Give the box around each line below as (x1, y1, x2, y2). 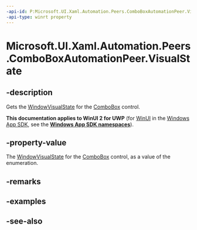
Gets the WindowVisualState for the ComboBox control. (6, 103, 141, 110)
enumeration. (6, 160, 38, 167)
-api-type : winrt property (6, 14, 72, 20)
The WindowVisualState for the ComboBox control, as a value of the (6, 153, 171, 160)
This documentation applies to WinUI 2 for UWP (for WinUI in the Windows (6, 114, 189, 121)
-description (6, 87, 53, 97)
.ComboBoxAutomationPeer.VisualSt (6, 52, 191, 65)
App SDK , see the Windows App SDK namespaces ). (6, 121, 134, 128)
